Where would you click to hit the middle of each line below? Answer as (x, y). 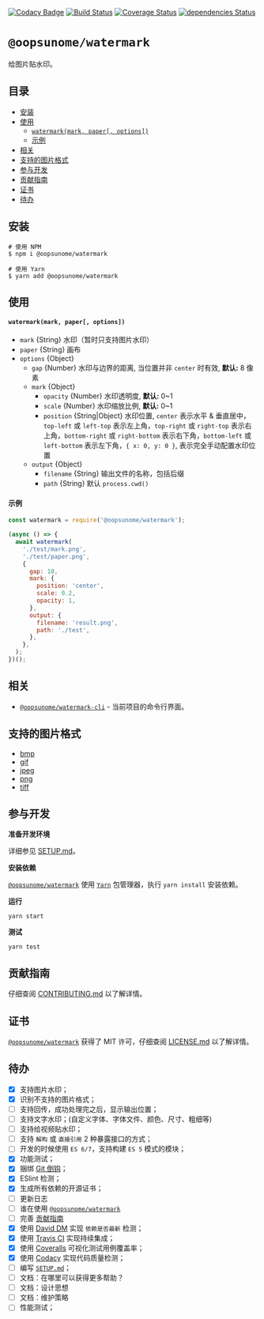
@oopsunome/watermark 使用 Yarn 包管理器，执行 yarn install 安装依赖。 (125, 884)
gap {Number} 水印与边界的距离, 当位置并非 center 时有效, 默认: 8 (138, 368)
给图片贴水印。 (32, 64)
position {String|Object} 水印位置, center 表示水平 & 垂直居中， (147, 416)
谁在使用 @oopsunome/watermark (70, 1208)
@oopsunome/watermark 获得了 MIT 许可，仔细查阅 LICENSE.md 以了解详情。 (131, 1042)
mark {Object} (53, 386)
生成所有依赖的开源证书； (61, 1189)
